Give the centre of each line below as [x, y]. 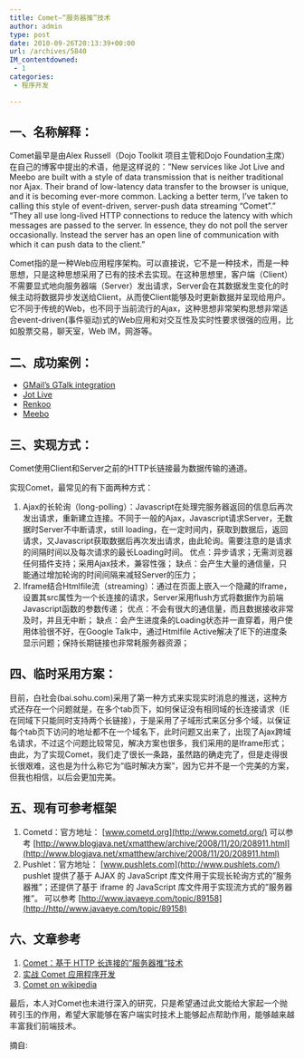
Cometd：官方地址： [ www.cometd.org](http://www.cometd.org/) [145, 831]
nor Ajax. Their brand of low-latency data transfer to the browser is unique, [149, 187]
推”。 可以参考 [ [52, 898]
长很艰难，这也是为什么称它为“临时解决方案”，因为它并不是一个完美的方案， [152, 765]
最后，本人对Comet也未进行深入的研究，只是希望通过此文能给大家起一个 [145, 1003]
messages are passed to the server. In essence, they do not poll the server [148, 225]
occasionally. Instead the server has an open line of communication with [144, 235]
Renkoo [37, 404]
